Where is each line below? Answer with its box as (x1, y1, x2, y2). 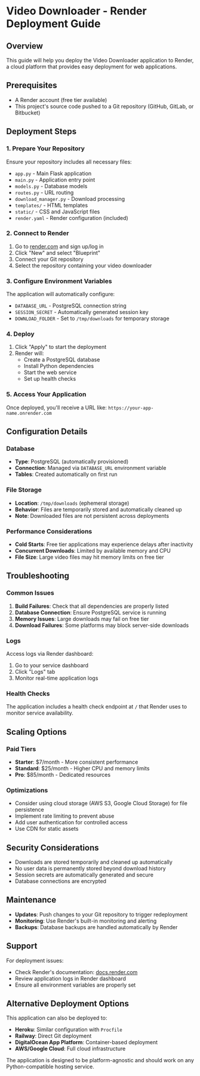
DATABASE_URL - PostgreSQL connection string (14, 302, 127, 309)
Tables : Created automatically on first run (14, 471, 118, 478)
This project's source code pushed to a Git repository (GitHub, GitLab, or (14, 103, 194, 110)
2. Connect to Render (6, 229, 69, 237)
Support (6, 941, 38, 951)
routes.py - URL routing (14, 189, 74, 196)
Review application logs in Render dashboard (14, 975, 127, 982)
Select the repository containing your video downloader (14, 262, 152, 269)
